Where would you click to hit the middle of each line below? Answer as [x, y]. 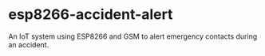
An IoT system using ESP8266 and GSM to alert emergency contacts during [133, 36]
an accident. [29, 44]
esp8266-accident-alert [91, 15]
